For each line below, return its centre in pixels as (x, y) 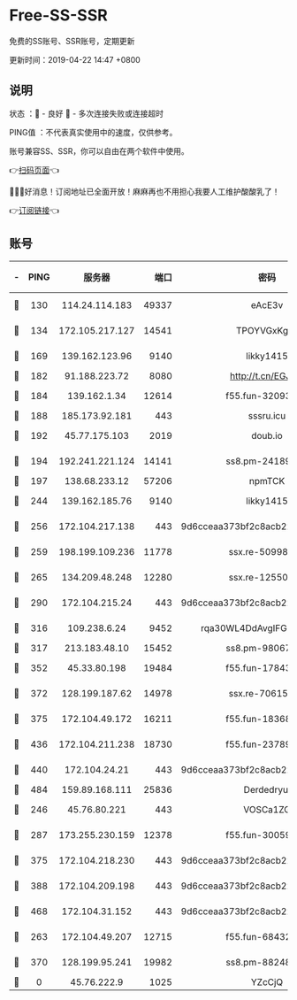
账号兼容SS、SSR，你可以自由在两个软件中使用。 (99, 150)
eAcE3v (267, 304)
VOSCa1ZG (267, 809)
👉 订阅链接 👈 (34, 210)
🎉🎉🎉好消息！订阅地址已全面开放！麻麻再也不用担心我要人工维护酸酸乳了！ (145, 191)
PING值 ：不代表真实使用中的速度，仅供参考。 (93, 132)
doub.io (267, 435)
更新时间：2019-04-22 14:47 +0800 (75, 59)
